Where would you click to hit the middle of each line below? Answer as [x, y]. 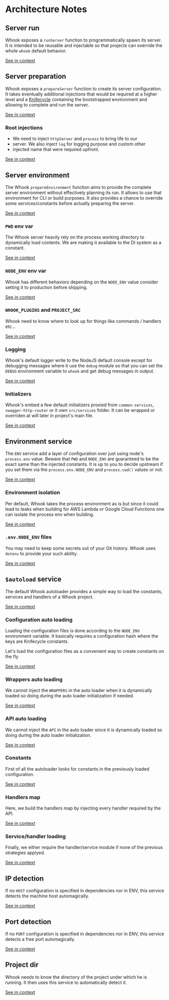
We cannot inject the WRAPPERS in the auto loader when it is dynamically [79, 690]
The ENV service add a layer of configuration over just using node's [74, 454]
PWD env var [19, 226]
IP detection [24, 878]
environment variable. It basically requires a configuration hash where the [82, 636]
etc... [11, 326]
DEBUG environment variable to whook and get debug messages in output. [80, 371]
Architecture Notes [46, 9]
